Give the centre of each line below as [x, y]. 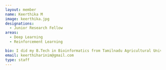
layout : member [21, 10]
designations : [20, 23]
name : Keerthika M [24, 14]
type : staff [17, 60]
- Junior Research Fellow [36, 28]
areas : [12, 33]
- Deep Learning [26, 37]
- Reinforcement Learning [36, 42]
